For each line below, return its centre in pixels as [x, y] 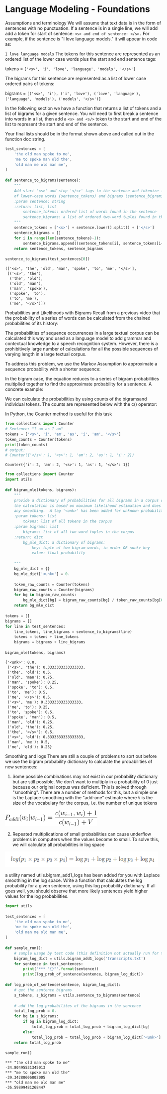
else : [29, 1032]
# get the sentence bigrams [43, 990]
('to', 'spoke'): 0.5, [31, 712]
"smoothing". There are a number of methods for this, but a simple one [85, 792]
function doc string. [25, 139]
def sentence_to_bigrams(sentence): [43, 180]
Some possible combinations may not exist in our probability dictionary [85, 776]
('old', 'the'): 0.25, [31, 727]
